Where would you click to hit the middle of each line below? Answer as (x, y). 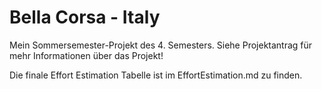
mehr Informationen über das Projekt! (86, 55)
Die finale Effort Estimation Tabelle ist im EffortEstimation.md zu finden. (156, 75)
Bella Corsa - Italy (85, 17)
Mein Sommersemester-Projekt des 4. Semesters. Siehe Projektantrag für (161, 45)
